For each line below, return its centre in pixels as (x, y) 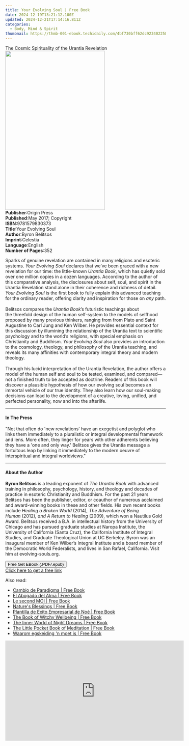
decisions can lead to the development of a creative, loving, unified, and (81, 396)
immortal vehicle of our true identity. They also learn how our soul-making (83, 390)
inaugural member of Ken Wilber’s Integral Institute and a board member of (84, 543)
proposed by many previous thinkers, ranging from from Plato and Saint (80, 320)
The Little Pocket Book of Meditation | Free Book (63, 628)
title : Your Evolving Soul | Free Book (48, 10)
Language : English (24, 245)
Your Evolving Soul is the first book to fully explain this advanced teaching (83, 293)
